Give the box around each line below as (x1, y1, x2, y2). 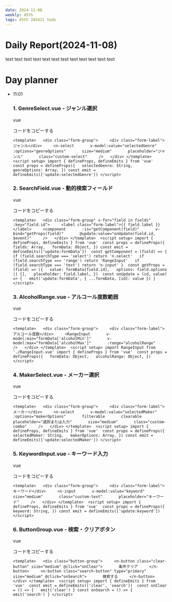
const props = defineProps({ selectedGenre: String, (12, 163, 133, 168)
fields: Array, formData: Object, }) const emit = (12, 244, 128, 249)
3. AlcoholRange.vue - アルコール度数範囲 (12, 293, 119, 300)
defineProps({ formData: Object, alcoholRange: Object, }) (12, 354, 151, 359)
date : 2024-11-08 (5, 7, 43, 13)
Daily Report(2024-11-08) (5, 39, 118, 51)
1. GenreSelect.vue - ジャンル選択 (12, 105, 98, 112)
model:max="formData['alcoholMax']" (12, 341, 91, 346)
